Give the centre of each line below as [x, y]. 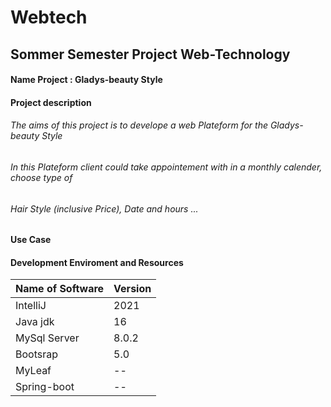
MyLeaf [33, 371]
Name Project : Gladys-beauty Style [86, 80]
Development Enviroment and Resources [97, 262]
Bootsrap [36, 354]
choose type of [41, 177]
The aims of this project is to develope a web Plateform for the [139, 125]
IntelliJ [31, 306]
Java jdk [35, 322]
